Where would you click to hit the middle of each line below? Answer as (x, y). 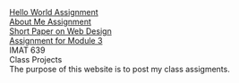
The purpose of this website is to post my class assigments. (119, 69)
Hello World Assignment (54, 12)
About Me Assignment (51, 21)
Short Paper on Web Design (60, 31)
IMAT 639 (27, 50)
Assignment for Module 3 (56, 41)
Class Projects (36, 59)
